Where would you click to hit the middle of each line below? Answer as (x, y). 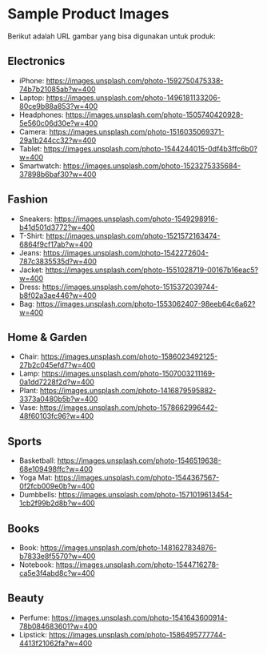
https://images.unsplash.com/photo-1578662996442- (129, 408)
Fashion (28, 200)
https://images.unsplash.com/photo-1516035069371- (137, 131)
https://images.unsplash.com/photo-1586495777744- (137, 634)
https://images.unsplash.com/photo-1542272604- (126, 252)
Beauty (26, 599)
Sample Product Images (88, 14)
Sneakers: (36, 219)
